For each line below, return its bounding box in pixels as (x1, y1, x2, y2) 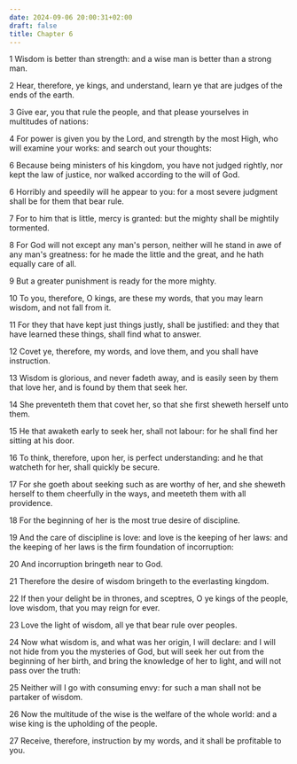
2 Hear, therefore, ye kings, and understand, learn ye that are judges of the (9, 81, 283, 91)
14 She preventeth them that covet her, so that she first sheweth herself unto (9, 400, 289, 410)
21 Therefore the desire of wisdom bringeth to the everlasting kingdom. (9, 576, 270, 587)
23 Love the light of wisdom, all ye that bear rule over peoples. (9, 620, 238, 630)
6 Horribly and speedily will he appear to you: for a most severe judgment (9, 187, 278, 198)
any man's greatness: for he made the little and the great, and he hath (9, 249, 264, 260)
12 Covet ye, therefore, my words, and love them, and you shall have (9, 347, 259, 357)
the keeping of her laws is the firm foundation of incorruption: (9, 542, 235, 552)
